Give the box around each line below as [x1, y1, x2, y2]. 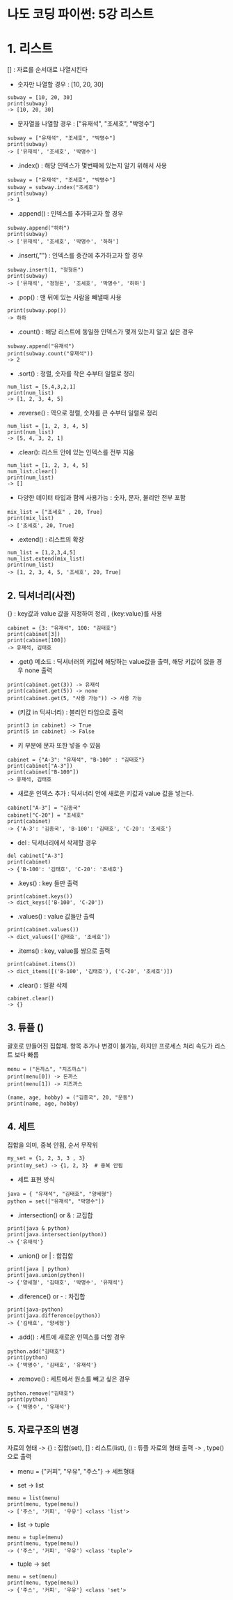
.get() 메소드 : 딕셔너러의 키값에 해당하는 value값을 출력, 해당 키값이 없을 [17, 657, 216, 665]
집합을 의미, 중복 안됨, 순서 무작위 [7, 1141, 99, 1149]
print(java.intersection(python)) [7, 1231, 108, 1238]
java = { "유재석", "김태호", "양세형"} [7, 1190, 113, 1197]
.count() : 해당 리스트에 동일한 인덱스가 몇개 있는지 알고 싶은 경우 [17, 327, 194, 336]
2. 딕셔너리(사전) [7, 589, 76, 601]
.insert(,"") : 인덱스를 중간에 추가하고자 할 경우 [17, 251, 144, 260]
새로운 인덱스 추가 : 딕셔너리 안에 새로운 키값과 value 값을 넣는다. [17, 789, 194, 797]
